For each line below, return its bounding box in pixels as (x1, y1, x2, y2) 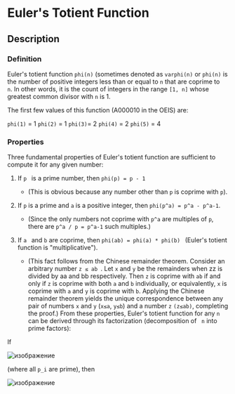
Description (7, 33, 60, 45)
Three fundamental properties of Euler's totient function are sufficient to (7, 153, 216, 162)
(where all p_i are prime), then (7, 365, 95, 374)
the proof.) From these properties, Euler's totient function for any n (27, 309, 220, 317)
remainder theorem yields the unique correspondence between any (27, 294, 223, 303)
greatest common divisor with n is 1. (7, 92, 111, 100)
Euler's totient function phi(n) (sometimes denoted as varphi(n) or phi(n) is (7, 70, 228, 78)
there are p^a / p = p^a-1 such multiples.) (27, 223, 151, 231)
